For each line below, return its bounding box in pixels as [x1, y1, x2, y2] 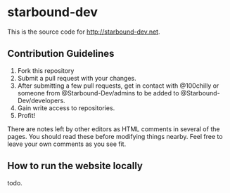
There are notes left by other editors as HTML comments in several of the [7, 124, 220, 133]
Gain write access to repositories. [17, 103, 115, 112]
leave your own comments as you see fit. [7, 140, 127, 148]
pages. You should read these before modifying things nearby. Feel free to [7, 132, 223, 140]
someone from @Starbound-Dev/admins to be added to [17, 88, 179, 97]
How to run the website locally [7, 160, 143, 172]
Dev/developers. [17, 96, 65, 105]
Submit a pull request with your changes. [17, 74, 136, 82]
